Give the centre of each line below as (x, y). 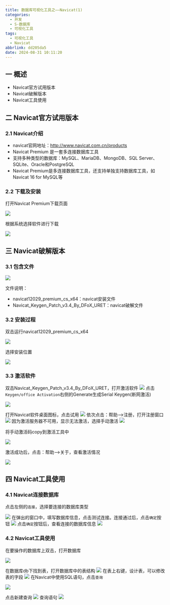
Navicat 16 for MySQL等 (38, 177)
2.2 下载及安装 (23, 191)
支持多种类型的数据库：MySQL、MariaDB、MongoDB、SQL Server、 (85, 158)
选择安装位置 (19, 352)
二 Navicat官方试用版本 (42, 117)
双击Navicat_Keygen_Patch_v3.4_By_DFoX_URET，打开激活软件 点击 (80, 388)
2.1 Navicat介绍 (24, 133)
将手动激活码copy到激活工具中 (37, 431)
